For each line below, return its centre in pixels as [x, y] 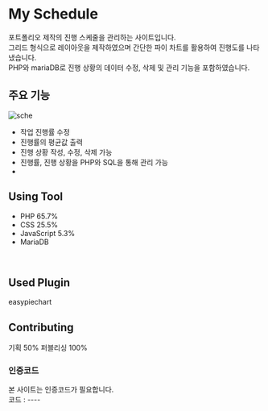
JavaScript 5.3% [47, 233]
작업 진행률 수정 [45, 132]
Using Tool [35, 197]
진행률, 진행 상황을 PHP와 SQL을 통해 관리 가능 [94, 162]
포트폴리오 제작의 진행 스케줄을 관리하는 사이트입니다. [92, 37]
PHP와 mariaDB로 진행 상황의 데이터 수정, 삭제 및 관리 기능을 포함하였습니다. [129, 67]
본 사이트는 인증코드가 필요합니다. [61, 390]
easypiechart [30, 302]
